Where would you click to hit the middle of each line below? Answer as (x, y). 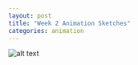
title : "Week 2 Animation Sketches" (69, 23)
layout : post (30, 16)
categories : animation (46, 30)
